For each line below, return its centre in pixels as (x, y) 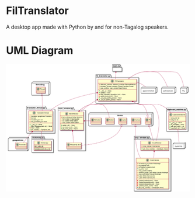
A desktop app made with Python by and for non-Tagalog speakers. (88, 27)
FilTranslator (37, 11)
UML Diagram (40, 51)
